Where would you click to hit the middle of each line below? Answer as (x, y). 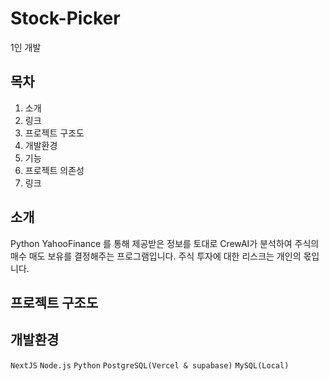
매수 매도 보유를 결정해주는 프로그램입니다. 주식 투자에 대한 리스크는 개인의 (156, 256)
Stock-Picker (65, 18)
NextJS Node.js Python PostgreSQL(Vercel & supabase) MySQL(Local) (150, 365)
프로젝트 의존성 (54, 170)
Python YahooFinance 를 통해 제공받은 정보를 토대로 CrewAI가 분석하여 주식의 (165, 243)
